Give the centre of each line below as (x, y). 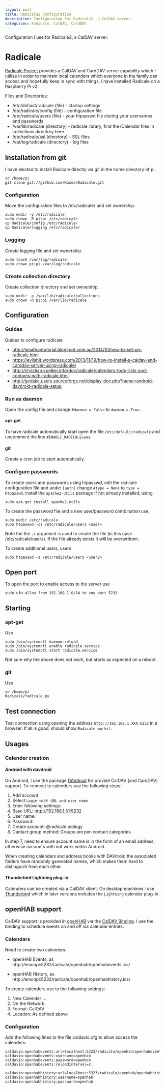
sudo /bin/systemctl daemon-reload (41, 642)
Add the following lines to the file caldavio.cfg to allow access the (71, 1037)
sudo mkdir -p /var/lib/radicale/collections (52, 296)
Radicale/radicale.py (27, 696)
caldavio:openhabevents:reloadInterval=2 (48, 1064)
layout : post (18, 10)
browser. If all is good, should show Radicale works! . (59, 728)
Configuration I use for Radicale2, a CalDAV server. (57, 37)
